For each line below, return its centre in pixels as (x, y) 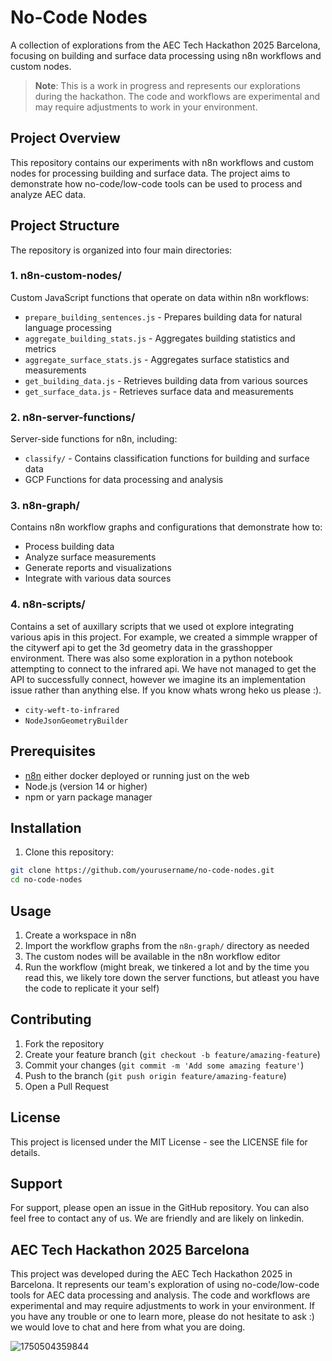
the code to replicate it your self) (92, 988)
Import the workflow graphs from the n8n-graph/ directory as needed (167, 945)
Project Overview (65, 138)
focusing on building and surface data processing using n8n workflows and (166, 55)
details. (25, 1152)
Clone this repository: (69, 852)
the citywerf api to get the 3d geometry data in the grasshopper (141, 647)
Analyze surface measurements (90, 557)
